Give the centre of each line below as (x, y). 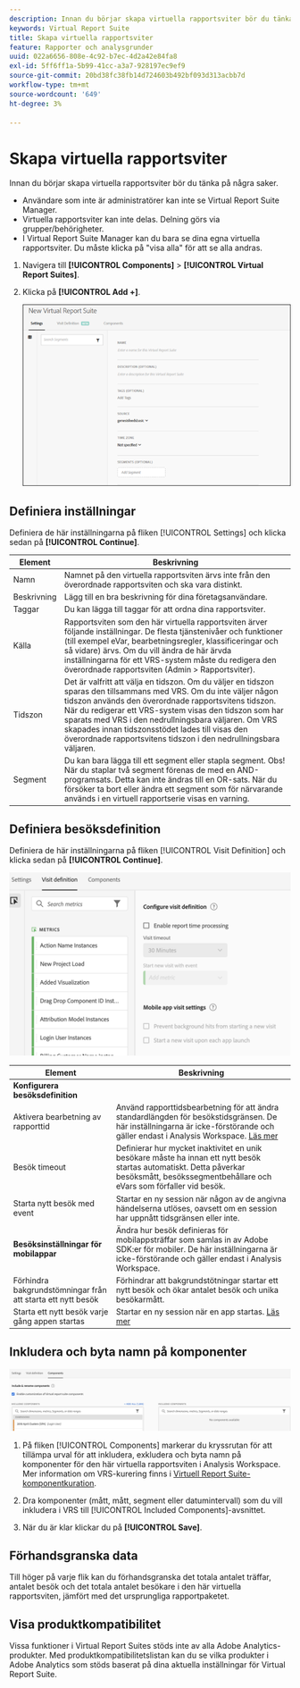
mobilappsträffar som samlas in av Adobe (192, 1239)
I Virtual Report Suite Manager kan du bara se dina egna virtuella (141, 239)
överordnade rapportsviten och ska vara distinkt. (153, 584)
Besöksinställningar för (58, 1244)
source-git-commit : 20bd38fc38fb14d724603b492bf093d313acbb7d (127, 76)
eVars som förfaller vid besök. (171, 1186)
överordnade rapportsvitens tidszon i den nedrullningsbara (172, 738)
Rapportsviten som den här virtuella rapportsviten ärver (166, 622)
